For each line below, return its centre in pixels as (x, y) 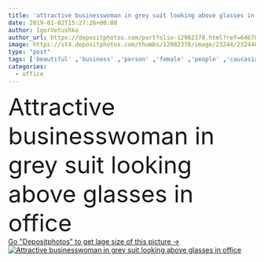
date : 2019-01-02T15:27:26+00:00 (63, 23)
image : (19, 45)
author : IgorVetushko (44, 30)
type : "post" (29, 52)
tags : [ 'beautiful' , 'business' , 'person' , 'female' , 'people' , (117, 60)
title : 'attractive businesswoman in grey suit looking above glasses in (132, 15)
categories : (27, 67)
